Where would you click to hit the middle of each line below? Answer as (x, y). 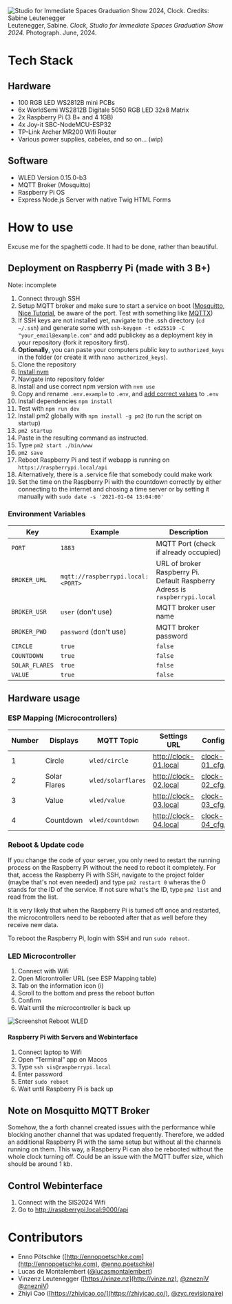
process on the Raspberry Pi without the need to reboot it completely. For (112, 867)
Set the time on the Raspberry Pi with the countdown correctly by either (120, 481)
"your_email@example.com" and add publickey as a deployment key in (115, 335)
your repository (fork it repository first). (73, 342)
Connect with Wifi (43, 971)
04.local (166, 824)
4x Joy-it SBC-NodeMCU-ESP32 (64, 125)
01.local (166, 765)
